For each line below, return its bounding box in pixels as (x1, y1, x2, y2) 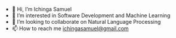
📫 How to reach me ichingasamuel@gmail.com (11, 25, 129, 32)
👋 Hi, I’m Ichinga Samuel (11, 6, 72, 12)
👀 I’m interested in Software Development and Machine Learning (11, 12, 171, 19)
